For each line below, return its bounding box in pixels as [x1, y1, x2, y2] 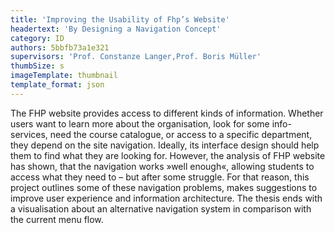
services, [10, 128, 48, 140]
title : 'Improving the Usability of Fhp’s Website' [10, 14, 230, 25]
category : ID [10, 33, 65, 43]
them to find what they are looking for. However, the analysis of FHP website [10, 149, 326, 161]
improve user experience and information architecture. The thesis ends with [10, 192, 323, 204]
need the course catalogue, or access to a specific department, [49, 128, 313, 140]
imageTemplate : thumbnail [10, 71, 118, 81]
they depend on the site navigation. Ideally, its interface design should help [10, 139, 320, 151]
